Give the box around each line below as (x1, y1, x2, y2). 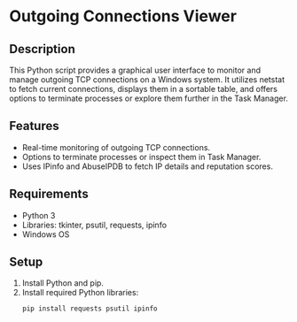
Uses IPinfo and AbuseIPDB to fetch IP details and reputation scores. (21, 161, 273, 172)
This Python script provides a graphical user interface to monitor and (9, 65, 262, 75)
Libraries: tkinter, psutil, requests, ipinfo (21, 219, 167, 230)
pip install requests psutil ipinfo (21, 304, 158, 313)
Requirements (9, 187, 89, 202)
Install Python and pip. (21, 278, 105, 288)
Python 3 (21, 210, 56, 220)
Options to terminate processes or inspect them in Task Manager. (21, 151, 262, 162)
